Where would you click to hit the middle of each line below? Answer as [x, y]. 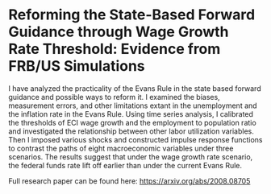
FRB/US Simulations [77, 66]
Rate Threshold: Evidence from [115, 49]
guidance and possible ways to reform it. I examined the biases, [114, 97]
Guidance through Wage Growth [119, 32]
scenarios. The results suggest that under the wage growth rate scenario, [131, 157]
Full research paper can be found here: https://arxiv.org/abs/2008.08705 [129, 181]
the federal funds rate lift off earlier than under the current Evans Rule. [125, 165]
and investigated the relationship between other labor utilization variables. [131, 131]
